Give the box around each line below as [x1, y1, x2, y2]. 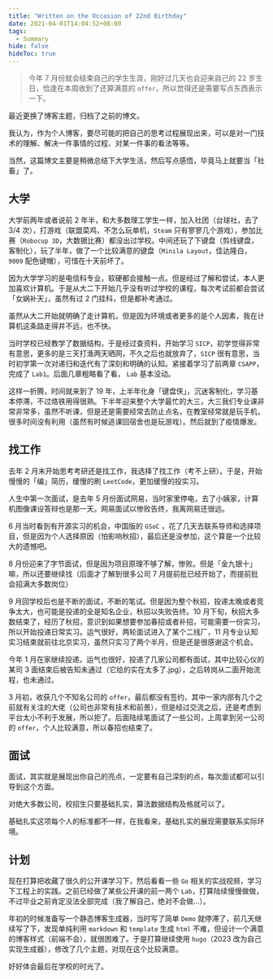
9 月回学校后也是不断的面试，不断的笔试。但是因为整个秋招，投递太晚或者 [8, 596, 258, 606]
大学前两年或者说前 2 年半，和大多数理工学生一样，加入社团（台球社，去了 [8, 215, 259, 225]
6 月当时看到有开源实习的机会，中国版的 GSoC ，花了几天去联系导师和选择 [8, 520, 254, 530]
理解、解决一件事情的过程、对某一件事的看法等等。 [22, 138, 193, 147]
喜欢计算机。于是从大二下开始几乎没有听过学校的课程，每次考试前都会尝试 [15, 283, 265, 293]
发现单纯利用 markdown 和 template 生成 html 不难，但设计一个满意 [43, 924, 264, 933]
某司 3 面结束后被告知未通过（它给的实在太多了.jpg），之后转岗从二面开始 [8, 665, 254, 674]
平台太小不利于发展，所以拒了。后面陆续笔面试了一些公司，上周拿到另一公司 [8, 712, 265, 722]
